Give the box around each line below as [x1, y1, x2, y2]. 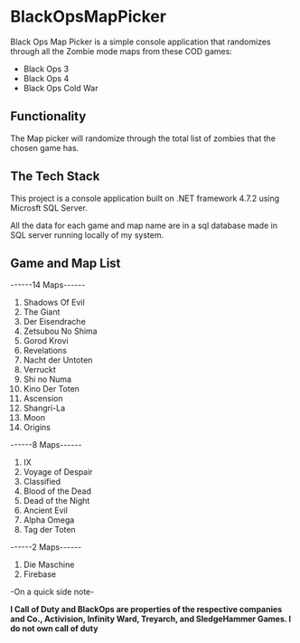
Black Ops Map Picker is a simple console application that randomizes [10, 36, 271, 47]
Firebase [23, 569, 57, 580]
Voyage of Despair [23, 467, 93, 478]
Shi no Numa [23, 374, 71, 385]
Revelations [23, 345, 67, 356]
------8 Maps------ [10, 440, 82, 450]
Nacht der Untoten [23, 355, 93, 365]
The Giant [23, 307, 61, 317]
